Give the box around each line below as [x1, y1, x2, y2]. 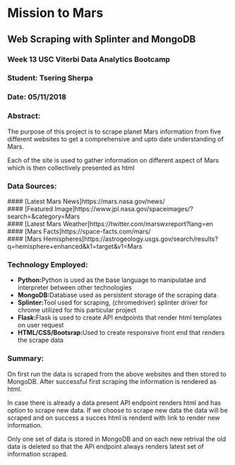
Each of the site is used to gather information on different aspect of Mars [7, 155, 219, 164]
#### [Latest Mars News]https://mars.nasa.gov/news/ [7, 196, 165, 206]
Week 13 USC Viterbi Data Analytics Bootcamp [7, 54, 171, 64]
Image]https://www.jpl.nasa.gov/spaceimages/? [54, 204, 194, 213]
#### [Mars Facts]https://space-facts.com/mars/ [7, 227, 151, 235]
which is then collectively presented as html [7, 163, 135, 172]
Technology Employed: [7, 259, 88, 269]
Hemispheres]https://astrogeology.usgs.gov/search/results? [43, 235, 219, 243]
